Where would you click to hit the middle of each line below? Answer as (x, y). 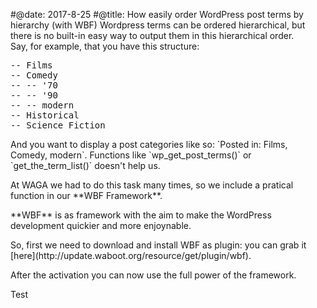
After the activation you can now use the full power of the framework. (153, 275)
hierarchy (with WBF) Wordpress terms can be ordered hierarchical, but (158, 25)
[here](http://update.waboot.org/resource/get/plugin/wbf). (131, 255)
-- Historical (45, 115)
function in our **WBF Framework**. (86, 195)
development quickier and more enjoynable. (101, 225)
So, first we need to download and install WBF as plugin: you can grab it (158, 245)
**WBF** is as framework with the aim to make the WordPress (141, 215)
